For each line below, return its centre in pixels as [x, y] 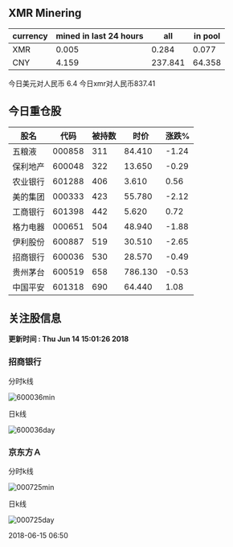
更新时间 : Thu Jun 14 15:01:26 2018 [69, 339]
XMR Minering [45, 13]
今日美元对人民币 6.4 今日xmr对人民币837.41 [82, 83]
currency [30, 35]
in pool [207, 35]
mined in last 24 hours [100, 35]
